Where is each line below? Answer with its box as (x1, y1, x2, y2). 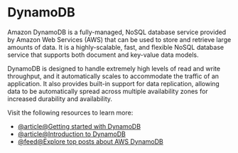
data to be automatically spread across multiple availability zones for (7, 87, 208, 95)
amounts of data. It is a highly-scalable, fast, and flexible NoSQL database (7, 43, 225, 51)
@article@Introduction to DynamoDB (17, 130, 126, 138)
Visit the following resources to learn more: (7, 108, 134, 117)
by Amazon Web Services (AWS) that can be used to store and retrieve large (7, 35, 232, 43)
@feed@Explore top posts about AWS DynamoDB (17, 137, 163, 146)
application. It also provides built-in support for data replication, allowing (7, 79, 220, 88)
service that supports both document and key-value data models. (7, 51, 199, 59)
